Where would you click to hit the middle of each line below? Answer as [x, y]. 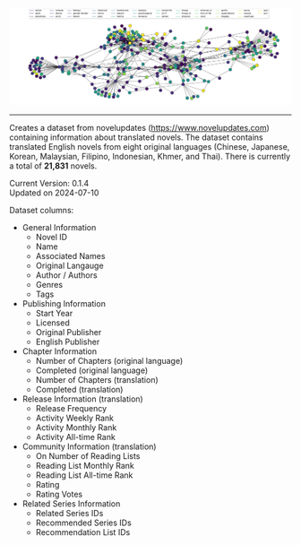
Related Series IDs [69, 513]
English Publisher [68, 342]
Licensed [52, 323]
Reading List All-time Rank [84, 475]
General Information [59, 227]
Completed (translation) [79, 389]
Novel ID [52, 237]
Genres [49, 284]
